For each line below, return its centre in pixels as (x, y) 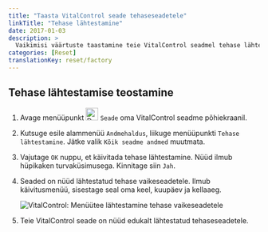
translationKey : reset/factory (60, 61)
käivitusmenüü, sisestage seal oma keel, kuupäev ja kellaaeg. (120, 190)
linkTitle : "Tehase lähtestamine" (66, 23)
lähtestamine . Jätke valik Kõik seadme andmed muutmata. (112, 142)
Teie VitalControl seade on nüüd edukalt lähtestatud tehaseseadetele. (134, 220)
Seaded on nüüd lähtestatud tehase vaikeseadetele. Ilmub (115, 181)
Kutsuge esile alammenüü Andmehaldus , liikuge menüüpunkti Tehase (130, 133)
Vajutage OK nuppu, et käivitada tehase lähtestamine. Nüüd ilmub (126, 157)
